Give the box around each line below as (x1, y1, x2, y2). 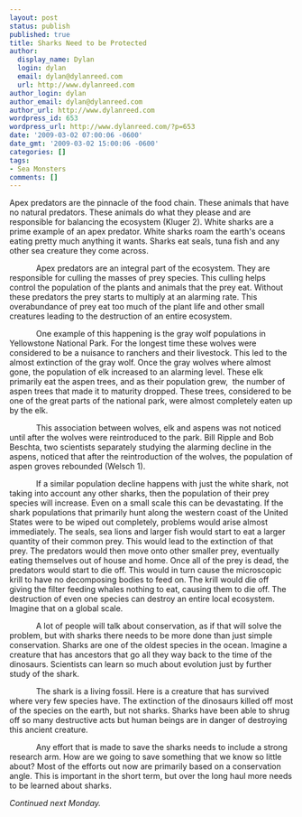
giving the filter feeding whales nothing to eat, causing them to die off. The (9, 584, 287, 595)
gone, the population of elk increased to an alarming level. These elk (9, 367, 264, 377)
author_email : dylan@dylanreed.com (9, 97, 143, 107)
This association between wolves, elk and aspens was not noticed (35, 422, 282, 433)
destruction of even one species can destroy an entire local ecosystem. (9, 593, 275, 605)
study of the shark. (9, 669, 79, 680)
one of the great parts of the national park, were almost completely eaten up (9, 395, 293, 406)
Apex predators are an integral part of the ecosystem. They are (35, 263, 270, 274)
